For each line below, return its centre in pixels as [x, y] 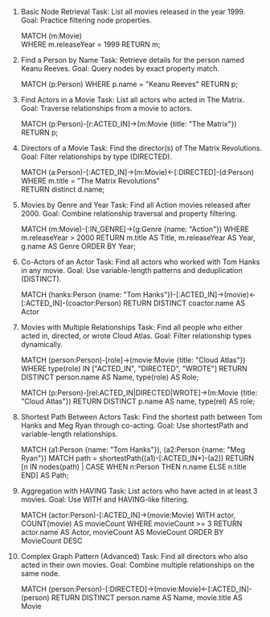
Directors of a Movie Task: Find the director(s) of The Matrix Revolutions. [141, 148]
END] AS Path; [45, 475]
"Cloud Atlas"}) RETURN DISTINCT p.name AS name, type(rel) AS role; [138, 401]
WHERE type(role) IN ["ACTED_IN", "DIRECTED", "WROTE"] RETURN [134, 369]
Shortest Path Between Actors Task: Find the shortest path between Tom [141, 417]
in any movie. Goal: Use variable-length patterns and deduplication [132, 270]
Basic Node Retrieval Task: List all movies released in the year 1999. [133, 12]
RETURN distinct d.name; [63, 189]
